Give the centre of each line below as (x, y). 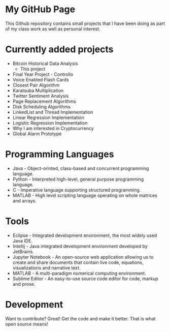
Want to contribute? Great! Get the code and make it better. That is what (80, 318)
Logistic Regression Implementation (50, 123)
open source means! (27, 324)
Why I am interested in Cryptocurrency (53, 128)
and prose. (24, 284)
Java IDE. (23, 240)
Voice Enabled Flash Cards (41, 79)
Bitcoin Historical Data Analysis (45, 63)
